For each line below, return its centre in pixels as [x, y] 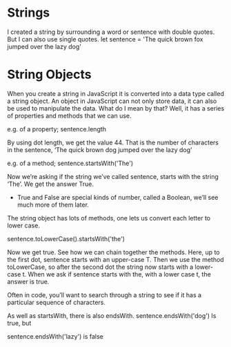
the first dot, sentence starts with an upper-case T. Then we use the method [115, 259]
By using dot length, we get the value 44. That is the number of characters [113, 142]
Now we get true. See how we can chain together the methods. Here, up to [113, 252]
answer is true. [28, 281]
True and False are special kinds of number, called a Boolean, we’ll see [118, 197]
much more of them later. [53, 205]
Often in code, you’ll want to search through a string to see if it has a [104, 294]
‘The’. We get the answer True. [51, 184]
